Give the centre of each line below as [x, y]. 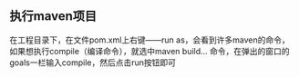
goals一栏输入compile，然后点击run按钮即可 [93, 63]
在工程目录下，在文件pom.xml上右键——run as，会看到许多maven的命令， [149, 40]
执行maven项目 [53, 16]
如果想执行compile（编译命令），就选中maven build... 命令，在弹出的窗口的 [149, 51]
